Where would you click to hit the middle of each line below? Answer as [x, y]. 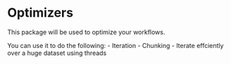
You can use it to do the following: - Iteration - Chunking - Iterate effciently [115, 45]
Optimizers [40, 13]
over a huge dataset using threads [57, 53]
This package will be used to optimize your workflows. [86, 32]
